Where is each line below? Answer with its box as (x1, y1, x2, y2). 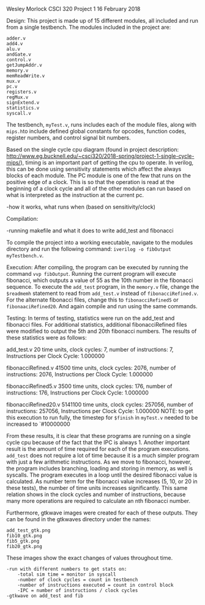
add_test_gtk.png (6, 527, 51, 533)
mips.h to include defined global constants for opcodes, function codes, (6, 128, 187, 135)
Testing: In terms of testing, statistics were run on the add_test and (6, 314, 175, 322)
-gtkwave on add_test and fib (6, 593, 84, 599)
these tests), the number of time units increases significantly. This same (6, 484, 188, 491)
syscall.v (6, 110, 32, 116)
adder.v (6, 35, 26, 42)
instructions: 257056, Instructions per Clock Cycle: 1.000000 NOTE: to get (6, 407, 194, 415)
